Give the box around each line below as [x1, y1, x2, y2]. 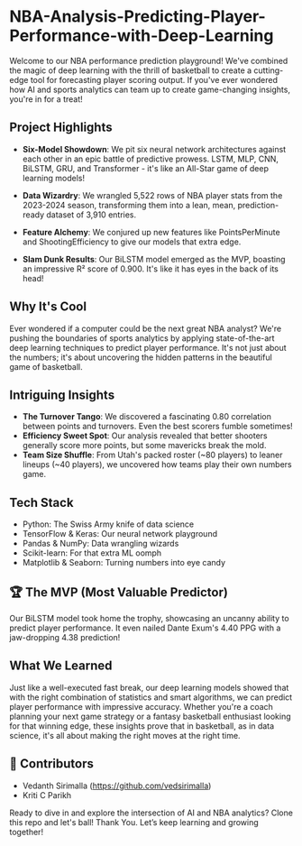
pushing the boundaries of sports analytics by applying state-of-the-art [9, 332, 275, 344]
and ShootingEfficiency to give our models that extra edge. [22, 236, 242, 247]
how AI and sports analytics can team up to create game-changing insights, [9, 84, 291, 95]
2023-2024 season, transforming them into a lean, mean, [22, 199, 236, 210]
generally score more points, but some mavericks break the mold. [22, 440, 267, 451]
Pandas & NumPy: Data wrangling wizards [22, 538, 179, 549]
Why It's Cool [9, 299, 87, 315]
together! [9, 826, 43, 837]
